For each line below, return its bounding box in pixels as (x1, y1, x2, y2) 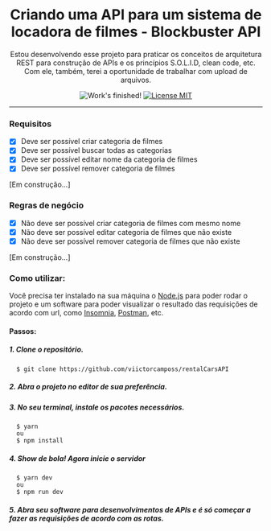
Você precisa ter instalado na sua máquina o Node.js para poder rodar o (9, 291, 248, 301)
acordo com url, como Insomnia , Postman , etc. (9, 308, 164, 318)
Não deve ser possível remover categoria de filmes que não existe (20, 236, 240, 246)
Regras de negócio (9, 200, 84, 211)
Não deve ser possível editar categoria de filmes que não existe (20, 227, 232, 237)
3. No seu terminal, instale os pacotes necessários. (9, 402, 185, 412)
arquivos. (120, 75, 152, 84)
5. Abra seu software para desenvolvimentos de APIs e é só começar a (9, 504, 252, 514)
